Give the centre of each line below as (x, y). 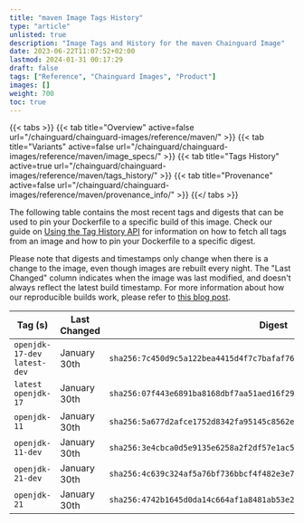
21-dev (28, 479)
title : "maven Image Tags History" (76, 18)
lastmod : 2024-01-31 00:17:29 (66, 60)
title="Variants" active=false (62, 147)
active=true (31, 166)
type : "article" (40, 26)
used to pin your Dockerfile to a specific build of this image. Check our (141, 222)
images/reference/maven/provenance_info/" (92, 195)
